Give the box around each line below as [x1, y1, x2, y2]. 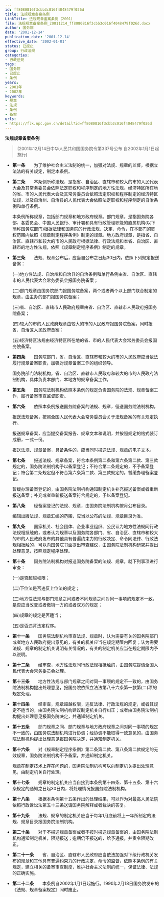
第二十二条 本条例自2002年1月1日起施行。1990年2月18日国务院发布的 [12, 880, 159, 886]
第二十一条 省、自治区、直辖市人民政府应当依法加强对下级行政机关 [12, 851, 154, 857]
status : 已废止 [5, 44, 34, 48]
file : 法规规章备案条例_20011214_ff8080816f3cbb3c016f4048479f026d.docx [5, 21, 151, 26]
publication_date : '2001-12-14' [5, 35, 71, 40]
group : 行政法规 [5, 48, 35, 53]
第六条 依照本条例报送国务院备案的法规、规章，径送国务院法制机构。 [12, 403, 158, 409]
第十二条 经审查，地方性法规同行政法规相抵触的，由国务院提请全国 [12, 662, 154, 668]
